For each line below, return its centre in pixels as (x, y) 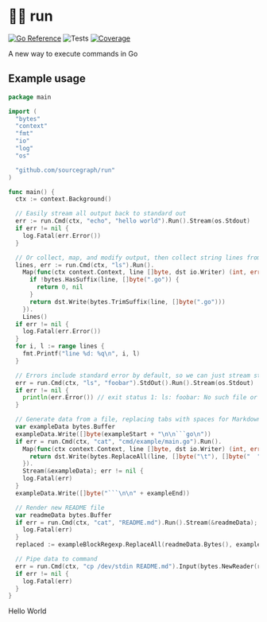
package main (30, 97)
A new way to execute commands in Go (73, 53)
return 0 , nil (60, 287)
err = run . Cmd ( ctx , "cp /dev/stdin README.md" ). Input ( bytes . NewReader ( (137, 566)
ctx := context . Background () (64, 199)
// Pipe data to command (56, 559)
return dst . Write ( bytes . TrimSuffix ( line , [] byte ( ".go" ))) (127, 301)
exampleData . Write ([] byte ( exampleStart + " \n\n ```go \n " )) (114, 434)
